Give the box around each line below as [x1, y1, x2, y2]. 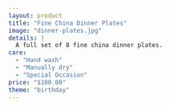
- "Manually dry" [15, 64, 74, 72]
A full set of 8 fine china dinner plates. [15, 41, 163, 49]
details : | [8, 33, 45, 42]
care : [8, 49, 26, 57]
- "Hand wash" [15, 57, 63, 65]
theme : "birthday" [8, 85, 70, 94]
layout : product [8, 11, 63, 20]
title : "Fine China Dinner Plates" [8, 19, 127, 27]
